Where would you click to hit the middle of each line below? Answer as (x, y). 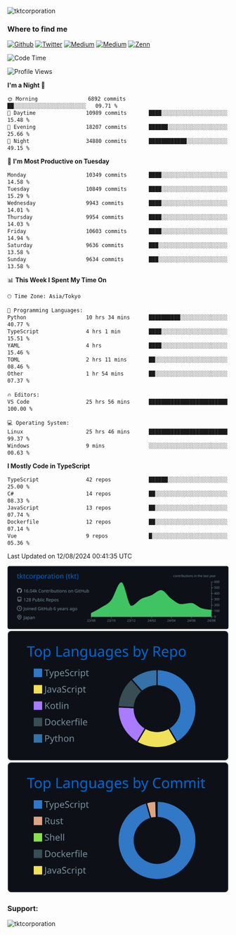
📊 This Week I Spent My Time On (57, 280)
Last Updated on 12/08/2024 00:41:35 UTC (70, 556)
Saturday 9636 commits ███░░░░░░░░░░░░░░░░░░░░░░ (118, 246)
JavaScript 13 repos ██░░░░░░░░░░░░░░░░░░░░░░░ (118, 508)
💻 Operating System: (39, 423)
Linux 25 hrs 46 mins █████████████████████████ (118, 432)
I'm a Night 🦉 (26, 85)
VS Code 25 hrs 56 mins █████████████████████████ (118, 402)
